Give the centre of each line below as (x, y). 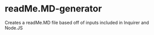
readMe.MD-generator (53, 9)
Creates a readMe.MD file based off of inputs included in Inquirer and (77, 22)
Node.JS (14, 27)
